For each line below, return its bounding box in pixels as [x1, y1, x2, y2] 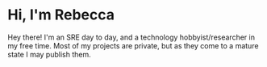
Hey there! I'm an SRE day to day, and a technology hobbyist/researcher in [7, 32, 256, 42]
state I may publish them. [7, 49, 91, 59]
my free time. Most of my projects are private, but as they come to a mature [7, 40, 259, 50]
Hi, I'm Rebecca [7, 6, 115, 24]
